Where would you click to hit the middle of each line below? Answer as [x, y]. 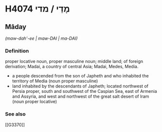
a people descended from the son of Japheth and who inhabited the [81, 76]
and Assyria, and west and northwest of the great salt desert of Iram [81, 96]
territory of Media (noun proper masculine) [55, 81]
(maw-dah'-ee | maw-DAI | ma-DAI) [41, 38]
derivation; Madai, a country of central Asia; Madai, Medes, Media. [72, 67]
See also [15, 114]
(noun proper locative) [35, 102]
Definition [17, 51]
